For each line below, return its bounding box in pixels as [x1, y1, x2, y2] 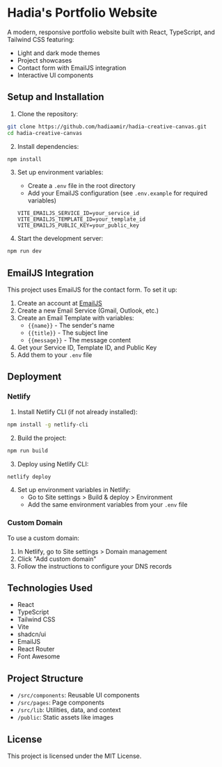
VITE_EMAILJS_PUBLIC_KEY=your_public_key [17, 222, 139, 229]
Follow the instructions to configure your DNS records [17, 562, 172, 570]
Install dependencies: [17, 142, 79, 150]
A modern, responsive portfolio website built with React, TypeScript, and [7, 28, 216, 36]
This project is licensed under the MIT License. [7, 752, 142, 760]
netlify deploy [7, 473, 51, 480]
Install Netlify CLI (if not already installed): [17, 407, 138, 416]
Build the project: [17, 434, 67, 442]
